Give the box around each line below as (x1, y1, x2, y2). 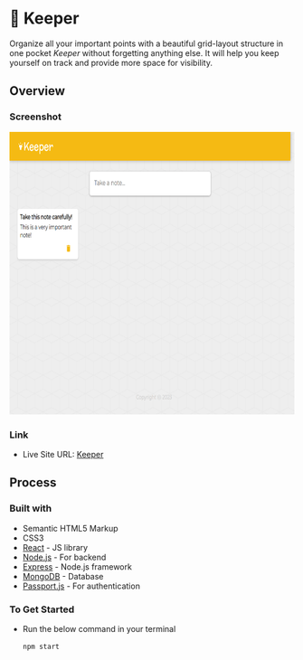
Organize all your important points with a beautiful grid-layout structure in (9, 38, 283, 49)
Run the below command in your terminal (22, 623, 176, 634)
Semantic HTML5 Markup (22, 523, 119, 533)
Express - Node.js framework (22, 561, 133, 572)
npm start (22, 642, 61, 651)
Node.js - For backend (22, 552, 107, 562)
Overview (9, 83, 66, 99)
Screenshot (9, 110, 62, 123)
